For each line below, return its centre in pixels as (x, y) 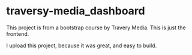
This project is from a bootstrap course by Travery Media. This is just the (96, 27)
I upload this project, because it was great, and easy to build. (82, 45)
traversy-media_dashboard (76, 11)
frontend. (18, 33)
